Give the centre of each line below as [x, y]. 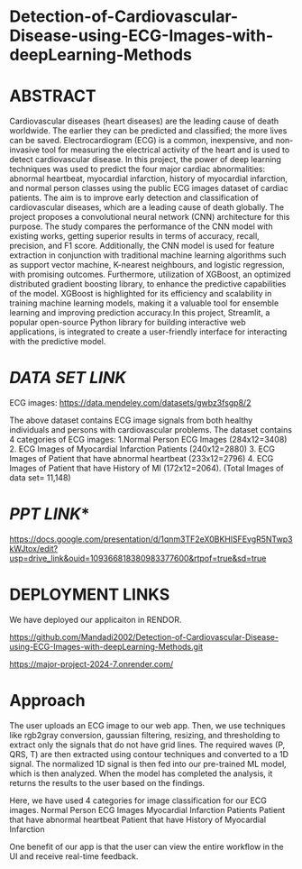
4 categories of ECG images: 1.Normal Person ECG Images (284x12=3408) [148, 440]
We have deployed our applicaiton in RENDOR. [96, 619]
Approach [47, 701]
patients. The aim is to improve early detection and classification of [134, 198]
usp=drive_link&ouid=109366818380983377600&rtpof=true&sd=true [138, 558]
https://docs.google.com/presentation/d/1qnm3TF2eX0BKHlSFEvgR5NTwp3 [151, 539]
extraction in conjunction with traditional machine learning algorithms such [148, 255]
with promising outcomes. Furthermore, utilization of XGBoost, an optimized [150, 274]
